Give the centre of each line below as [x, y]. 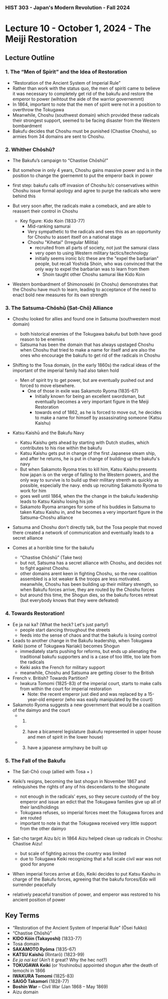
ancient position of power [39, 900]
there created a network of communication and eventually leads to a [83, 532]
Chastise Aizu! [27, 843]
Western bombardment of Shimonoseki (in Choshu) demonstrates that [85, 284]
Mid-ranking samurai [49, 226]
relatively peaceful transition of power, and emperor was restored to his [86, 894]
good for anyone [37, 864]
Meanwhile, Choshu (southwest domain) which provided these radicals [86, 115]
